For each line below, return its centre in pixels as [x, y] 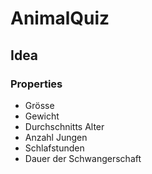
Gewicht [42, 116]
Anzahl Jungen [56, 137]
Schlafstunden [54, 148]
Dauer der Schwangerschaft [83, 158]
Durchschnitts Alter [64, 126]
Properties [36, 84]
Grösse [39, 105]
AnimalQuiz [60, 18]
